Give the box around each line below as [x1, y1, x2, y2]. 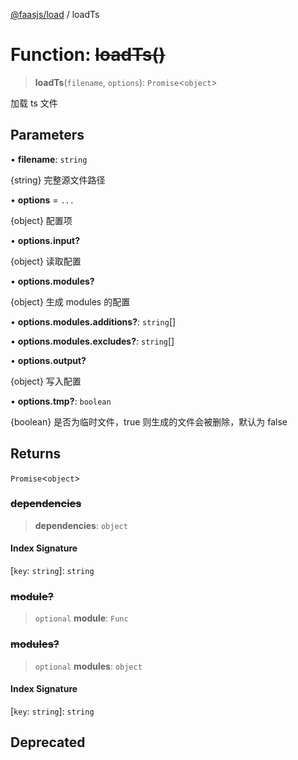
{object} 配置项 [10, 214, 73, 226]
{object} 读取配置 [10, 255, 82, 267]
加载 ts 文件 [10, 97, 58, 109]
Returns [10, 445, 62, 463]
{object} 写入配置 [10, 375, 82, 387]
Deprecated [10, 734, 86, 751]
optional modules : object [34, 660, 143, 672]
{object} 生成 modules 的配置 [10, 295, 131, 308]
